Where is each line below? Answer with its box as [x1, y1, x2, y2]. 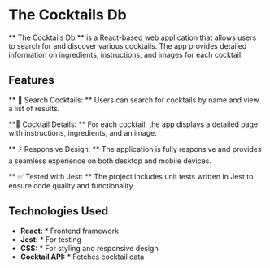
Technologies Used [8, 205, 108, 218]
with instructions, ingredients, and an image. [8, 128, 157, 137]
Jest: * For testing [20, 234, 81, 244]
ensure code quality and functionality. [8, 180, 136, 190]
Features [8, 73, 54, 87]
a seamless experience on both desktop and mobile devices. [8, 156, 212, 166]
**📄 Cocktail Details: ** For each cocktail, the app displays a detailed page [8, 119, 259, 129]
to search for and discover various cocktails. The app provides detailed [8, 41, 247, 50]
